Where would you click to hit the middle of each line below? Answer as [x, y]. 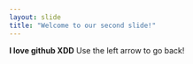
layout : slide [35, 17]
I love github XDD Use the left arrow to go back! [97, 50]
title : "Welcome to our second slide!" [83, 25]
